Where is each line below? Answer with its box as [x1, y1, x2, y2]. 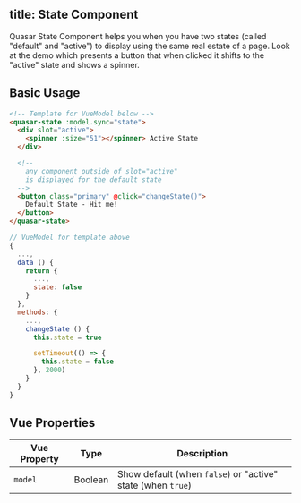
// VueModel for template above [9, 233, 130, 242]
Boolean [73, 473, 109, 486]
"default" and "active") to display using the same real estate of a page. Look [9, 40, 290, 51]
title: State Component [9, 7, 139, 22]
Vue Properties [9, 415, 96, 431]
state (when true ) [116, 479, 193, 491]
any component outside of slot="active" [25, 166, 178, 175]
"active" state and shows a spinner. [9, 59, 141, 70]
